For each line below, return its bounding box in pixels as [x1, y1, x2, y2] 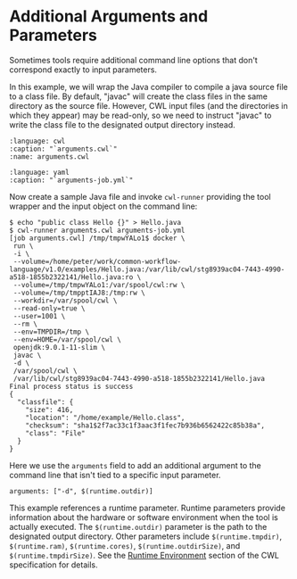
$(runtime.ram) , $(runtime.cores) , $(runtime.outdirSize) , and [9, 540, 241, 550]
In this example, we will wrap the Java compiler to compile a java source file [9, 81, 288, 92]
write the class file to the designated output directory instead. [9, 119, 236, 130]
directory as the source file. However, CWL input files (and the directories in [9, 100, 288, 111]
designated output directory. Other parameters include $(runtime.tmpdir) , [9, 531, 283, 542]
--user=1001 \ [12, 311, 66, 320]
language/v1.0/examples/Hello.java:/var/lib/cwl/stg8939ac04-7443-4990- [9, 265, 285, 274]
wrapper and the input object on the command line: [9, 201, 198, 211]
